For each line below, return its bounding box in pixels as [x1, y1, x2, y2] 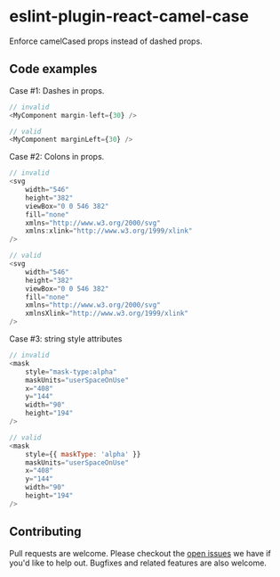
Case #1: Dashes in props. [9, 85, 105, 95]
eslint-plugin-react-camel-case [9, 6, 249, 27]
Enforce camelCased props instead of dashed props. [9, 36, 203, 46]
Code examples [9, 62, 98, 77]
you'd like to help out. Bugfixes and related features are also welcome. [9, 557, 267, 568]
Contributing [9, 524, 82, 540]
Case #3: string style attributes [9, 334, 123, 344]
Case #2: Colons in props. [9, 152, 105, 162]
